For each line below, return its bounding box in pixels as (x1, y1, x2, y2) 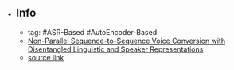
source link (27, 52, 64, 62)
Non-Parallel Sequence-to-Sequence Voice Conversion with (27, 36, 225, 45)
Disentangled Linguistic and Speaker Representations (27, 44, 204, 54)
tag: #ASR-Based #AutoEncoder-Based (27, 27, 158, 37)
